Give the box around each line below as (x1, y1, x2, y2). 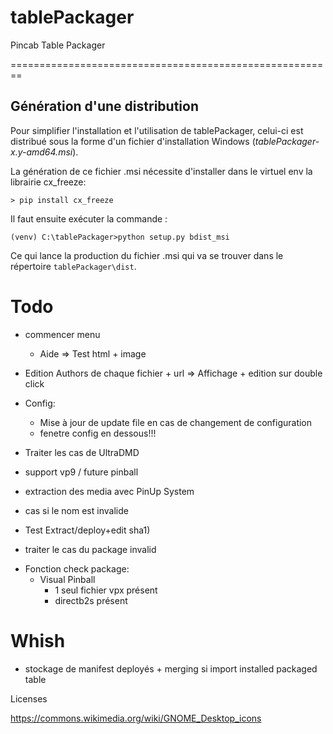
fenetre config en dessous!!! (39, 427, 157, 439)
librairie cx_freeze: (10, 176, 87, 188)
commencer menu (24, 328, 101, 340)
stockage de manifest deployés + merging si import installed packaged (24, 662, 318, 675)
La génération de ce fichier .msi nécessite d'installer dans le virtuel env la (10, 165, 313, 177)
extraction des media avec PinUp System (24, 485, 195, 497)
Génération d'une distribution (10, 98, 199, 115)
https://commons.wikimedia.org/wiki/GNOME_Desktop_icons (10, 712, 262, 724)
